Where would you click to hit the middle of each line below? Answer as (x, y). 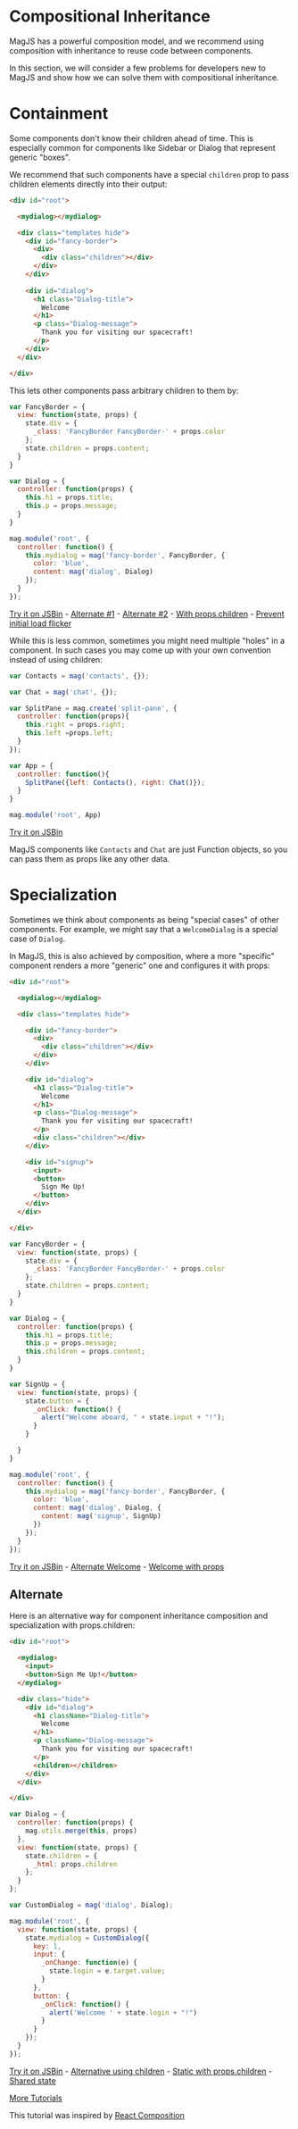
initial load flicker (41, 623)
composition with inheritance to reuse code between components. (131, 50)
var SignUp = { (37, 1384)
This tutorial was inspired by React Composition (97, 2115)
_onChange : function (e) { (90, 1963)
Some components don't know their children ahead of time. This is (132, 138)
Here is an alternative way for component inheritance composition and (139, 1616)
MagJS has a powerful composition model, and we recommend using (137, 41)
